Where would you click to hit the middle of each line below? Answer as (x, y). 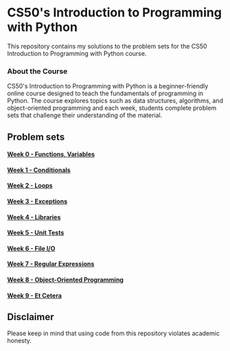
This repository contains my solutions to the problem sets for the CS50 (107, 46)
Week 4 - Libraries (34, 217)
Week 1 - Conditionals (39, 170)
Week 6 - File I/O (31, 248)
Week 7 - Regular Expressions (51, 264)
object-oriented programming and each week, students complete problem (112, 108)
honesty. (20, 341)
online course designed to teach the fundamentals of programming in (105, 93)
